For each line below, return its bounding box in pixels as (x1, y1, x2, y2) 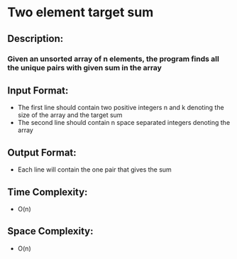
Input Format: (7, 84, 69, 97)
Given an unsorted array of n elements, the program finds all (7, 54, 220, 64)
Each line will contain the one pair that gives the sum (17, 165, 172, 174)
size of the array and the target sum (17, 111, 123, 119)
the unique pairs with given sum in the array (7, 62, 162, 72)
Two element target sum (7, 4, 154, 21)
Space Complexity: (7, 225, 94, 238)
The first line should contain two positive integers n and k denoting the (17, 104, 225, 112)
